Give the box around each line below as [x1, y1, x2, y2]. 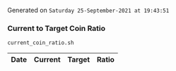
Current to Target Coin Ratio [7, 23, 106, 33]
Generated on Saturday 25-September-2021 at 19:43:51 [7, 6, 170, 14]
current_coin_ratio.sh [7, 39, 74, 46]
